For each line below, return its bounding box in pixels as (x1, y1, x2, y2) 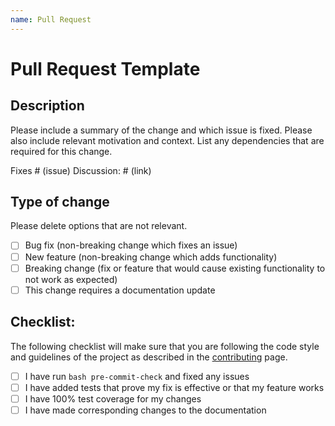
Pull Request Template (10, 57, 201, 80)
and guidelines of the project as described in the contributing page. (10, 351, 288, 363)
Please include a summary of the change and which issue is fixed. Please (10, 124, 313, 136)
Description (10, 97, 85, 115)
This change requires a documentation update (24, 284, 216, 296)
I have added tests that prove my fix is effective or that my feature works (24, 381, 325, 393)
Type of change (10, 194, 110, 211)
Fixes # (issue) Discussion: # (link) (10, 164, 152, 176)
